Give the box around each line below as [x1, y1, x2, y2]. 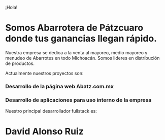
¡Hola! [5, 5, 18, 10]
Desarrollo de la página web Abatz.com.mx [5, 83, 114, 90]
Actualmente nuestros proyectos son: [5, 70, 84, 76]
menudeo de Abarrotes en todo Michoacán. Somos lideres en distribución [5, 55, 160, 61]
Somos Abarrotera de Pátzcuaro [5, 22, 144, 33]
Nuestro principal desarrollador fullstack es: [5, 108, 97, 114]
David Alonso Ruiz [5, 126, 84, 137]
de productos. [5, 60, 35, 66]
